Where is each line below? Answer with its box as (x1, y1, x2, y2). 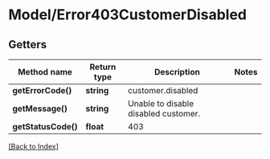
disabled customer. (128, 108, 201, 119)
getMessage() (12, 103, 68, 114)
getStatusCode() (12, 121, 78, 132)
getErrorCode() (12, 85, 72, 96)
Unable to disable (128, 98, 194, 109)
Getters (8, 38, 47, 51)
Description (153, 67, 201, 77)
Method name (17, 67, 72, 77)
